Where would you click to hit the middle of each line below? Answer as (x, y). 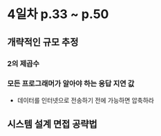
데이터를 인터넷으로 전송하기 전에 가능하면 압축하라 (85, 100)
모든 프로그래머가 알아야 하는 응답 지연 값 (71, 84)
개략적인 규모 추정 (43, 42)
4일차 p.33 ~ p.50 (58, 14)
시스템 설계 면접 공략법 (53, 125)
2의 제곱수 (23, 63)
